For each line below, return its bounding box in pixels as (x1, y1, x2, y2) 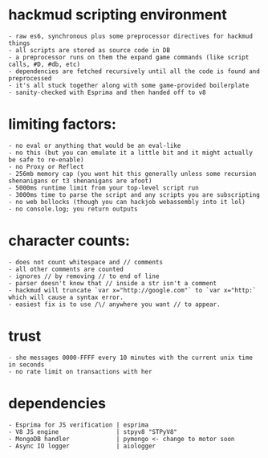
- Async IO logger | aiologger (8, 442, 156, 450)
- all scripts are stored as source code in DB (8, 46, 171, 54)
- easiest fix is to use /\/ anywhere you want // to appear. (8, 300, 221, 309)
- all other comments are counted (8, 265, 124, 273)
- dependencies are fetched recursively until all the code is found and (8, 67, 261, 76)
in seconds (8, 360, 45, 369)
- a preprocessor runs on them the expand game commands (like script (8, 53, 250, 61)
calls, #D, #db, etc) (8, 60, 81, 68)
